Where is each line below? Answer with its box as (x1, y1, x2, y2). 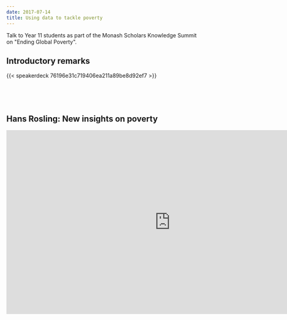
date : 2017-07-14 (6, 9, 51, 15)
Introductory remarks (6, 56, 90, 66)
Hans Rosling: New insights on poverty (6, 113, 158, 124)
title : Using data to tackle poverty (6, 15, 103, 21)
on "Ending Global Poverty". (6, 38, 77, 45)
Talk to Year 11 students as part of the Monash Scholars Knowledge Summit (6, 31, 197, 39)
